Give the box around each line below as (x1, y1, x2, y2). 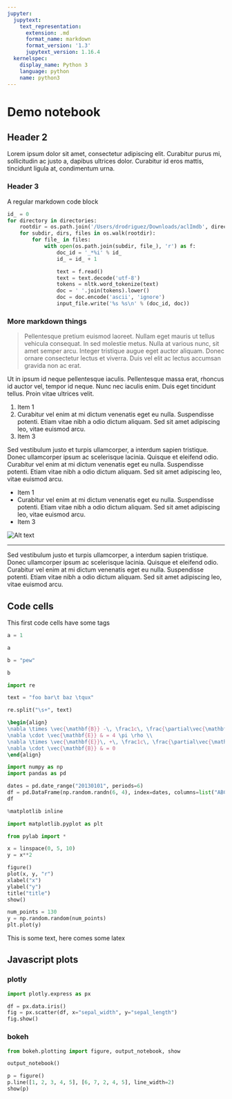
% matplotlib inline (7, 808, 64, 815)
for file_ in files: (32, 236, 91, 244)
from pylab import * (7, 833, 67, 839)
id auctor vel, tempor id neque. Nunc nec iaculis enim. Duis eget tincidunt (7, 382, 216, 391)
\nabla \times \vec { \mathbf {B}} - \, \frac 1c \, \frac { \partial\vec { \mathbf (7, 726, 227, 732)
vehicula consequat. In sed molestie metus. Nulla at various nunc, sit (23, 340, 220, 348)
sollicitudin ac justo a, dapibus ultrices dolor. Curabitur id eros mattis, (7, 157, 204, 166)
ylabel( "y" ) (7, 883, 41, 891)
